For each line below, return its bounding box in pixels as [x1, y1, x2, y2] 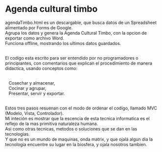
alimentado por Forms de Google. [5, 24, 73, 30]
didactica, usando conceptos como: [5, 65, 77, 71]
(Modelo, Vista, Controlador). [5, 110, 64, 116]
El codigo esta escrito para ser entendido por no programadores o [5, 55, 139, 61]
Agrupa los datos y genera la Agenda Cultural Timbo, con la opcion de [5, 30, 147, 36]
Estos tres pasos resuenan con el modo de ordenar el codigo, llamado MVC [5, 105, 158, 111]
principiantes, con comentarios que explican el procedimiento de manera [5, 60, 153, 66]
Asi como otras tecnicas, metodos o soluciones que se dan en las [5, 126, 138, 131]
